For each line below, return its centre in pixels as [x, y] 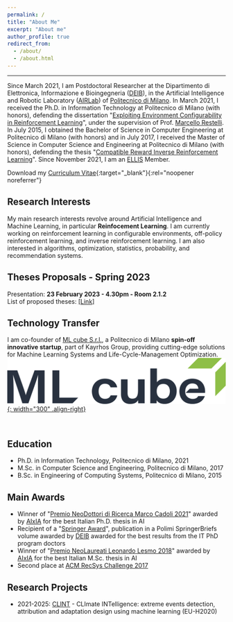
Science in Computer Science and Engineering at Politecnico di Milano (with [116, 144]
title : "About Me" [34, 22]
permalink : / [26, 15]
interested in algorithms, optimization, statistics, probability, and [98, 248]
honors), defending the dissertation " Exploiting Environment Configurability [114, 115]
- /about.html [34, 59]
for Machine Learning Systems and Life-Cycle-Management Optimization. [113, 354]
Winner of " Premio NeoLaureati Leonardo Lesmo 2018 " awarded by [113, 551]
